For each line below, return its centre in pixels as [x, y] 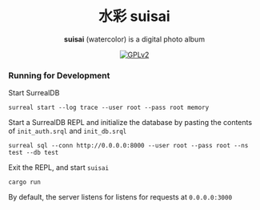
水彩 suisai [134, 16]
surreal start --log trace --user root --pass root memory [109, 108]
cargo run [25, 182]
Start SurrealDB [34, 93]
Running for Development [59, 75]
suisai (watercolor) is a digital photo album [134, 39]
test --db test [34, 153]
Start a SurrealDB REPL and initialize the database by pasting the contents [130, 123]
